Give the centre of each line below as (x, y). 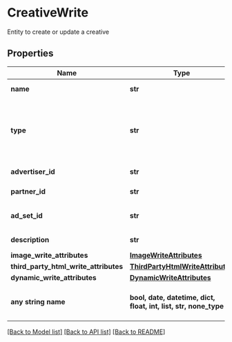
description (30, 239)
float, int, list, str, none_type (177, 306)
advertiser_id (33, 172)
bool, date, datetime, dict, (172, 297)
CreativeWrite (48, 13)
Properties (30, 53)
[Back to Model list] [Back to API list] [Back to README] (86, 332)
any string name (38, 301)
